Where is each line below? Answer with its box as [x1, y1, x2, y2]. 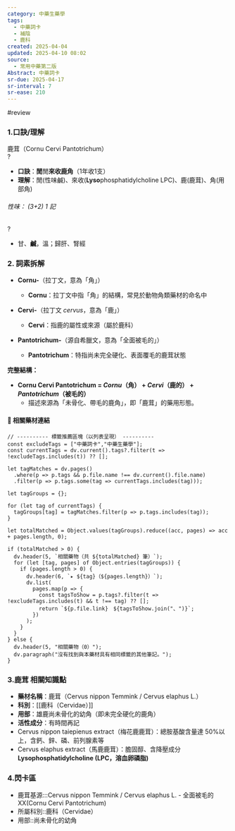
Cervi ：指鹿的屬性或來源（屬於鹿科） [27, 320, 137, 329]
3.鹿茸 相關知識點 [7, 675, 67, 685]
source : [7, 56, 30, 63]
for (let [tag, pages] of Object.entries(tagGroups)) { [13, 559, 181, 566]
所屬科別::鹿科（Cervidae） [17, 807, 97, 815]
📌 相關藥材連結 [7, 416, 51, 424]
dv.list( [25, 579, 52, 586]
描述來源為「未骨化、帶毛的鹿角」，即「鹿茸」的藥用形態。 [27, 398, 198, 406]
